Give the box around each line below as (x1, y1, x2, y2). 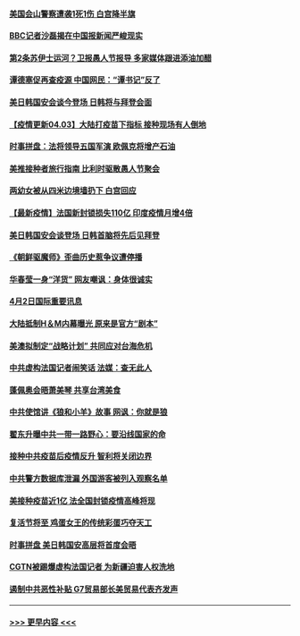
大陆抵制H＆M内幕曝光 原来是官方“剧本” (9, 318, 158, 328)
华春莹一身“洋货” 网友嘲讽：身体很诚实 (9, 274, 154, 284)
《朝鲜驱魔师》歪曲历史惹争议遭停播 (9, 251, 143, 263)
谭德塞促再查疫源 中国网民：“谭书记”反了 (9, 74, 161, 85)
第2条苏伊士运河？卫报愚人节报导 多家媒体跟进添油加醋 (9, 52, 212, 63)
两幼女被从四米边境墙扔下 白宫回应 (9, 185, 137, 196)
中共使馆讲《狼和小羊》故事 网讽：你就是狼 (9, 407, 168, 418)
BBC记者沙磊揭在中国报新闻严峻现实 (9, 30, 143, 41)
